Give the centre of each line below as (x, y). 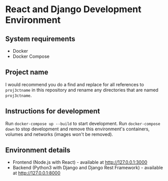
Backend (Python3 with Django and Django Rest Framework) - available (88, 168)
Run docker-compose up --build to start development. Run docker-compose (83, 123)
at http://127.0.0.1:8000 (36, 173)
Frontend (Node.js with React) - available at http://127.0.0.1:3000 (80, 162)
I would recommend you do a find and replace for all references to (75, 84)
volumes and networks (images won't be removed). (59, 134)
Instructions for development (53, 111)
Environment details (38, 150)
